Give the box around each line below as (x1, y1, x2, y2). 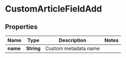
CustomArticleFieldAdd (5, 3, 102, 14)
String (26, 45, 41, 52)
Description (59, 37, 86, 43)
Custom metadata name (45, 45, 100, 52)
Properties (5, 23, 38, 31)
